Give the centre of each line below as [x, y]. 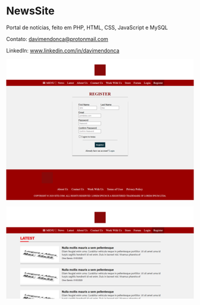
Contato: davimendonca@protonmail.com [57, 39]
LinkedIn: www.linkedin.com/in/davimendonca [63, 50]
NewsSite [30, 11]
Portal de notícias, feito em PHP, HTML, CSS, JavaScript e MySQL [87, 27]
